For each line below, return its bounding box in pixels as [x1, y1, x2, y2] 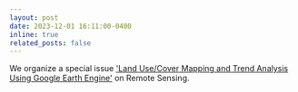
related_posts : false [9, 38, 92, 48]
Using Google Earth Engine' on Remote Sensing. [9, 73, 190, 84]
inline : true [9, 30, 59, 39]
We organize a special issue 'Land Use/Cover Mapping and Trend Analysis [9, 63, 289, 74]
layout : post [9, 13, 59, 23]
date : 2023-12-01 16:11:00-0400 [9, 22, 132, 31]
